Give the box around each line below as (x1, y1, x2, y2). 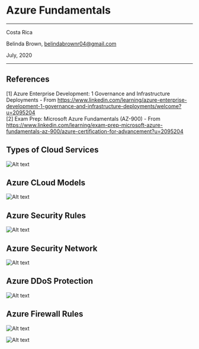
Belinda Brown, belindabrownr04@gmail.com (6, 40, 117, 47)
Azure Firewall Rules (6, 309, 84, 319)
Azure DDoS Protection (6, 276, 94, 286)
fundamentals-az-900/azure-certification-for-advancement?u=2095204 (6, 128, 184, 135)
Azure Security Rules (6, 211, 86, 221)
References (6, 75, 50, 85)
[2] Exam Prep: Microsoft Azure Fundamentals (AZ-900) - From (6, 115, 161, 122)
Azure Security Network (6, 243, 98, 253)
